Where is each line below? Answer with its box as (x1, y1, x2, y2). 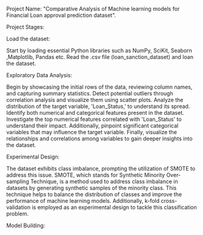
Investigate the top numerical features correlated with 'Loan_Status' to (6, 115, 182, 123)
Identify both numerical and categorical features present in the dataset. (6, 109, 185, 116)
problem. (6, 210, 29, 217)
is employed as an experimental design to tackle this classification (32, 203, 197, 211)
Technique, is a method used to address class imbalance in (30, 178, 178, 185)
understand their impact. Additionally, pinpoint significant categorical (6, 122, 179, 129)
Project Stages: (6, 24, 45, 30)
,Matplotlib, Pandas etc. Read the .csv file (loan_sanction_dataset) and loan (6, 53, 194, 60)
